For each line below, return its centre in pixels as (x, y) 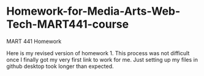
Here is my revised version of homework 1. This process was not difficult (98, 53)
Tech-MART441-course (68, 24)
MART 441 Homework (34, 41)
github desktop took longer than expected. (60, 66)
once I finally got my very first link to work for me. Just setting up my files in (102, 59)
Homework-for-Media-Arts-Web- (93, 11)
